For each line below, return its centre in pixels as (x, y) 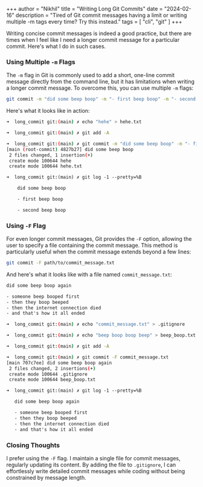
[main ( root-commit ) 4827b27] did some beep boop (70, 149)
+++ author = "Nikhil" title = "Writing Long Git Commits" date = (85, 9)
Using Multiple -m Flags (41, 62)
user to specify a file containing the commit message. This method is (92, 246)
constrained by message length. (46, 477)
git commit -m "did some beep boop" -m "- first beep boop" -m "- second (101, 99)
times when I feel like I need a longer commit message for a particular (93, 40)
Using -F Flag (26, 226)
